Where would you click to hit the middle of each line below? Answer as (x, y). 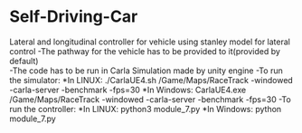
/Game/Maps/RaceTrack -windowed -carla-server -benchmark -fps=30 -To (150, 99)
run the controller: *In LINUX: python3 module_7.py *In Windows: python (146, 109)
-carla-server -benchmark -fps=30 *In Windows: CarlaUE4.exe (128, 90)
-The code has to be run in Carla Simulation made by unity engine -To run (146, 71)
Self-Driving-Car (74, 17)
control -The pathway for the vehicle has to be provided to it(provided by (145, 51)
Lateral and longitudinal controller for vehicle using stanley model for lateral (150, 42)
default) (24, 61)
